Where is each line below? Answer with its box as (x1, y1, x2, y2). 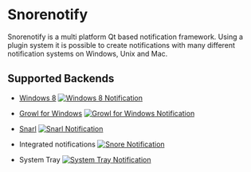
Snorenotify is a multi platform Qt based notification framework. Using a (7, 32, 244, 41)
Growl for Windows (18, 108, 83, 118)
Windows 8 (18, 93, 57, 103)
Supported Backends (7, 72, 115, 85)
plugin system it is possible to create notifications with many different (7, 40, 236, 49)
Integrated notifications (18, 139, 96, 149)
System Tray (18, 154, 61, 164)
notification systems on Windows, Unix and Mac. (7, 49, 168, 58)
